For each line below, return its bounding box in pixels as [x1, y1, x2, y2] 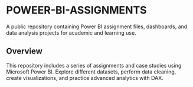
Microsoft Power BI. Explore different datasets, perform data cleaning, [6, 68, 176, 75]
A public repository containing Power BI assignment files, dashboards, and [6, 23, 188, 30]
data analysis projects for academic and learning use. [6, 29, 137, 36]
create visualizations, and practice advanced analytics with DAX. [6, 74, 163, 81]
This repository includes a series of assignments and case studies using [6, 62, 182, 69]
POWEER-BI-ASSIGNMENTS [6, 4, 147, 17]
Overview [6, 46, 43, 56]
